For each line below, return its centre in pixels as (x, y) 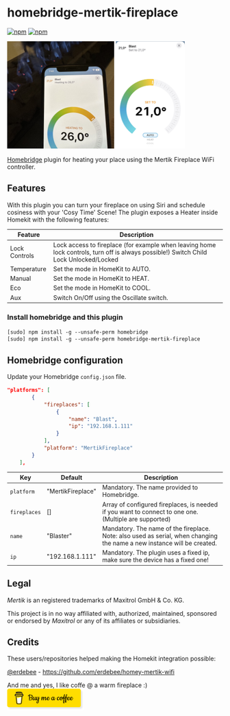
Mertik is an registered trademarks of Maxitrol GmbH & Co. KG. (96, 600)
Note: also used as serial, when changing (160, 535)
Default (72, 478)
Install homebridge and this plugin (65, 317)
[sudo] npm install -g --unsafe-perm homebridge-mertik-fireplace (104, 339)
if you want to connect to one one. (150, 511)
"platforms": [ (29, 390)
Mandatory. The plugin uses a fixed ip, (156, 553)
